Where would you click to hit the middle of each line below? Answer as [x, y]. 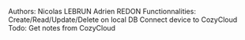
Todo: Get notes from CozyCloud [62, 28]
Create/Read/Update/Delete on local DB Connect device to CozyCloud [123, 20]
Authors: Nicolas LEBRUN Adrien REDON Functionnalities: [102, 11]
